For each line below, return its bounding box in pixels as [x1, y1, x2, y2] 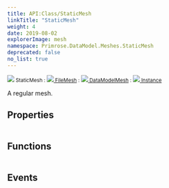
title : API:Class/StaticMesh [7, 10, 92, 17]
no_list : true [7, 56, 49, 63]
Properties [7, 109, 54, 121]
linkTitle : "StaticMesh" [7, 17, 79, 24]
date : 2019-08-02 [7, 29, 58, 37]
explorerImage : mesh [7, 36, 67, 43]
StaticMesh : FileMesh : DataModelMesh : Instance [15, 77, 162, 84]
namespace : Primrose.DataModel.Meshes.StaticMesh [7, 42, 154, 49]
